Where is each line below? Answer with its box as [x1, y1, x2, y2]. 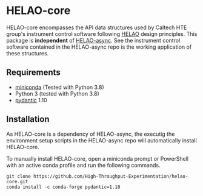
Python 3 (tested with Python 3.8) [15, 89, 100, 97]
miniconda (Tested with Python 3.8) [15, 83, 104, 91]
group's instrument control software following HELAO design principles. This [6, 30, 198, 37]
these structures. [6, 49, 49, 57]
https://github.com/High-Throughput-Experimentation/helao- [33, 173, 188, 180]
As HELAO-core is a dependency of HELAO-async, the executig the [6, 130, 175, 138]
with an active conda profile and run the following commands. [6, 161, 161, 169]
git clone [6, 173, 32, 180]
